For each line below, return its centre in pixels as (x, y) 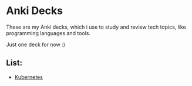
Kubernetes (28, 77)
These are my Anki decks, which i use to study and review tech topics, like (96, 27)
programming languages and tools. (48, 33)
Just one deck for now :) (36, 44)
